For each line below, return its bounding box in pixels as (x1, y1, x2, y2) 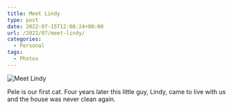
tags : (7, 49, 23, 56)
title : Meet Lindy (7, 10, 60, 17)
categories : (7, 36, 42, 43)
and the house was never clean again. (7, 95, 116, 103)
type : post (7, 17, 39, 24)
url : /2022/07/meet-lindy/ (7, 29, 85, 37)
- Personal (13, 42, 45, 49)
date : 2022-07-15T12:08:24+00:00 (7, 23, 104, 30)
